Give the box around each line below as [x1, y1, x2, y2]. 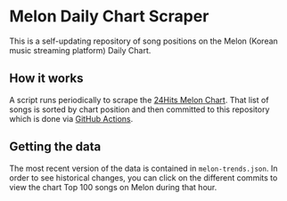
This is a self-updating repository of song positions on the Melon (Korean [9, 36, 278, 46]
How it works [9, 71, 84, 86]
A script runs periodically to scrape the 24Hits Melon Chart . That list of [9, 94, 269, 105]
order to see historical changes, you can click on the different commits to [9, 172, 278, 183]
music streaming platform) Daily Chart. [9, 44, 152, 55]
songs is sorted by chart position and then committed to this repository [9, 104, 270, 115]
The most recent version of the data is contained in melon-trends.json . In [9, 163, 278, 173]
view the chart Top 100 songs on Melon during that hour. [9, 181, 217, 192]
